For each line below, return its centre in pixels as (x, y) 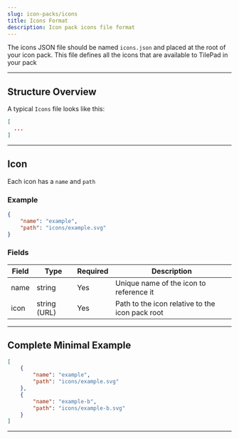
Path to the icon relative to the (165, 304)
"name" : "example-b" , (65, 401)
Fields (18, 252)
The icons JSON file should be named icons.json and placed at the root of (117, 48)
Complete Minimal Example (69, 345)
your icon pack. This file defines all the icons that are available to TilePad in (118, 55)
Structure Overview (52, 92)
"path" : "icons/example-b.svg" (79, 408)
